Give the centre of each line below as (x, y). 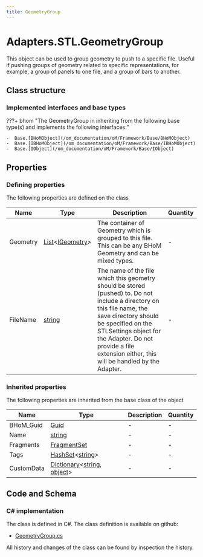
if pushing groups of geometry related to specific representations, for (93, 65)
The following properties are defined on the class (67, 198)
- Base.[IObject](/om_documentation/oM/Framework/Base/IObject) (90, 149)
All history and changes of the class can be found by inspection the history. (100, 547)
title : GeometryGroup (34, 12)
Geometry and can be (128, 253)
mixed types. (116, 261)
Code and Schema (41, 493)
